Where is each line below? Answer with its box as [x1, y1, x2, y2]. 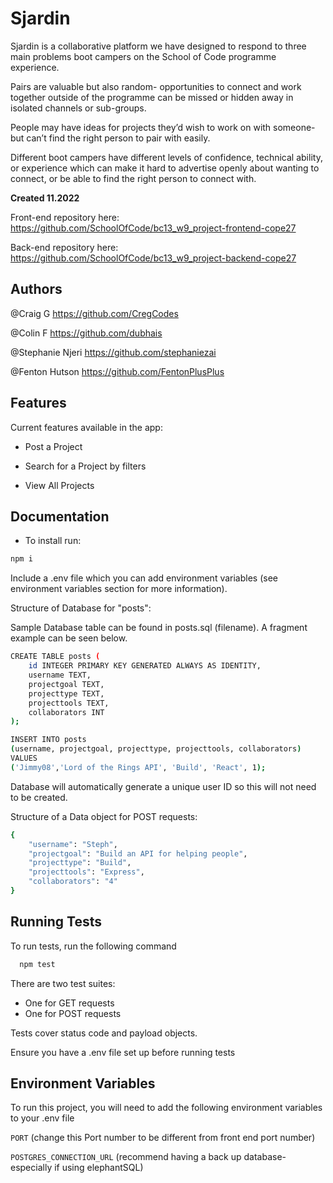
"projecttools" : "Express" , [28, 867, 145, 877]
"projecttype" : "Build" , [28, 858, 132, 868]
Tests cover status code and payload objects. [10, 1027, 198, 1039]
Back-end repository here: [10, 241, 119, 253]
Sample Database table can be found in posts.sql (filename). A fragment [10, 622, 308, 634]
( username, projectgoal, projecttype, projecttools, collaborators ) [10, 744, 302, 754]
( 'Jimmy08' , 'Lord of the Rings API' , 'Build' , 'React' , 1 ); [10, 762, 267, 772]
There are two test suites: [10, 977, 116, 989]
